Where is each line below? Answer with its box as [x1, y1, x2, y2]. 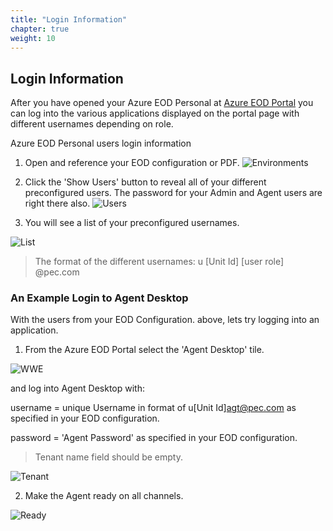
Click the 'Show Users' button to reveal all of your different [24, 176, 267, 188]
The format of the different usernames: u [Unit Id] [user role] [34, 256, 285, 268]
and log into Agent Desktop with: [10, 382, 146, 395]
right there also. [24, 197, 91, 210]
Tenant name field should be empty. [34, 451, 184, 463]
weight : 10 [10, 33, 56, 43]
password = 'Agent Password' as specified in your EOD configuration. [10, 432, 298, 444]
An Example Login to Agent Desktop [10, 291, 189, 305]
